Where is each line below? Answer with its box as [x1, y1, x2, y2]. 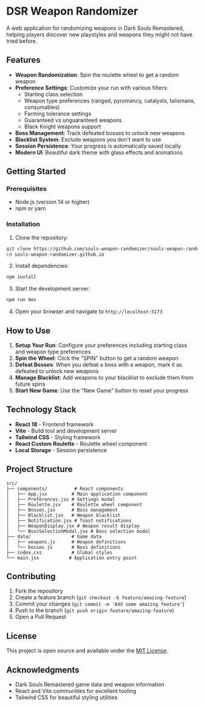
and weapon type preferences [15, 348, 91, 355]
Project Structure [6, 464, 73, 475]
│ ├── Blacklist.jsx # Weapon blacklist [6, 512, 121, 518]
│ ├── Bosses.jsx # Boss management [6, 507, 118, 513]
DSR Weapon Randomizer [6, 4, 138, 18]
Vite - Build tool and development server [15, 427, 117, 434]
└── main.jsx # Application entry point [6, 555, 137, 561]
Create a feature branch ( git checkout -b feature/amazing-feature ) [15, 594, 187, 601]
